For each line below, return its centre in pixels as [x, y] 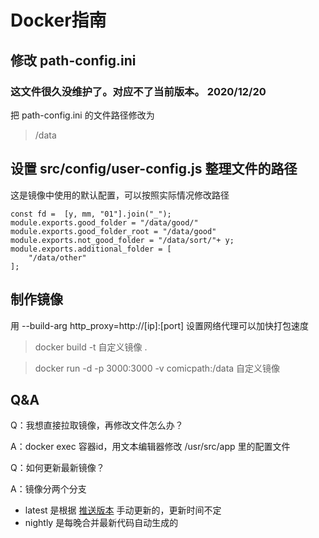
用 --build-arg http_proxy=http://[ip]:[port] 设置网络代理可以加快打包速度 [160, 325]
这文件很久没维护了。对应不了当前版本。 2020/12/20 [138, 91]
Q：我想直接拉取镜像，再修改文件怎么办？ [97, 425]
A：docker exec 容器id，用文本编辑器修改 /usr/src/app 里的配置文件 [150, 447]
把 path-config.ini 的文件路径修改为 [82, 115]
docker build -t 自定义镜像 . [91, 347]
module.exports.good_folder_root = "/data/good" [113, 231]
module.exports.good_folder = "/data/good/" [104, 222]
